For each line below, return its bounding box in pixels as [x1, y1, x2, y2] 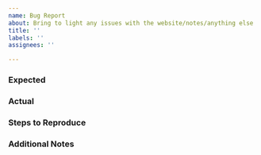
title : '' [8, 26, 41, 34]
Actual [8, 95, 34, 107]
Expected [8, 75, 46, 86]
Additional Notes [8, 138, 75, 149]
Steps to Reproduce [8, 117, 86, 128]
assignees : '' [8, 41, 56, 49]
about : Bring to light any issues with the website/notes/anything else [8, 19, 254, 27]
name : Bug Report [8, 11, 66, 20]
